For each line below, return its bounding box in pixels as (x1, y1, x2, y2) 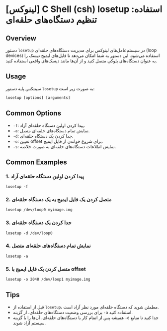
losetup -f (5, 184, 28, 189)
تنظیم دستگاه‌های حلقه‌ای (5, 14, 97, 25)
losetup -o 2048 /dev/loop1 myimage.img (5, 277, 91, 282)
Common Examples (5, 158, 68, 166)
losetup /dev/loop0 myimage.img (5, 207, 73, 213)
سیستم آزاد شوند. (12, 320, 46, 326)
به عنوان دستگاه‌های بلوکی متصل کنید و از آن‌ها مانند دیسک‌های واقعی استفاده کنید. (5, 58, 157, 63)
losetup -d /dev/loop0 (5, 231, 53, 236)
